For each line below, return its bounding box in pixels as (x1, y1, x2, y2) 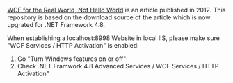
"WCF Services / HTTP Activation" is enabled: (7, 41, 139, 49)
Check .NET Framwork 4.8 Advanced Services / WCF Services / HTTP (17, 62, 219, 70)
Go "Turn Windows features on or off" (17, 55, 127, 63)
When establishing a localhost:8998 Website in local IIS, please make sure (7, 34, 220, 42)
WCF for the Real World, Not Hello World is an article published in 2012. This (7, 6, 226, 14)
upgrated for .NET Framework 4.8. (7, 21, 106, 28)
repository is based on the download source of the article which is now (7, 13, 211, 21)
